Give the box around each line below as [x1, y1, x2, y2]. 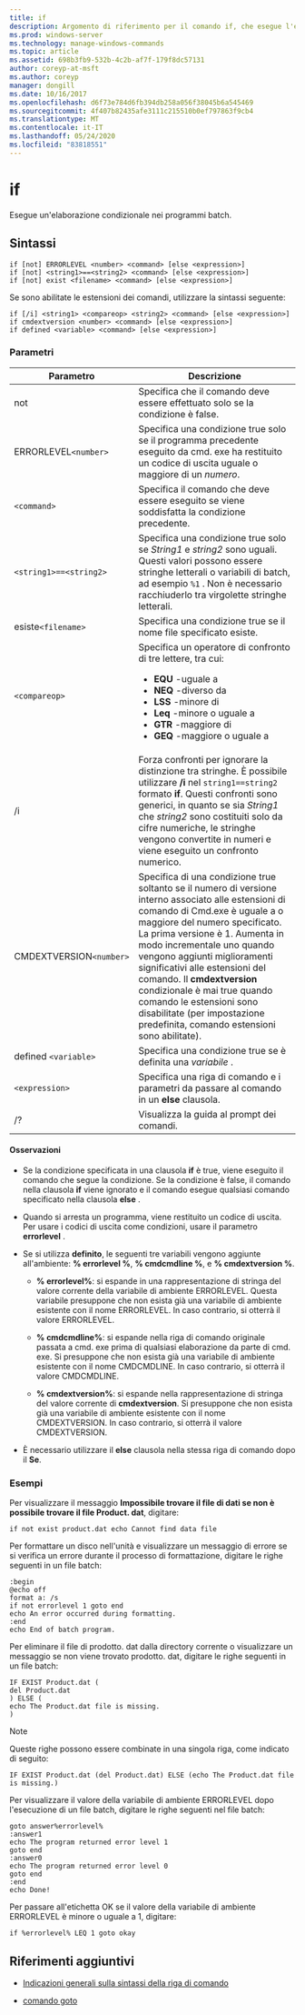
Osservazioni [9, 1145, 62, 1156]
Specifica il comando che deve [138, 483, 270, 496]
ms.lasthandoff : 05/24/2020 [9, 132, 116, 141]
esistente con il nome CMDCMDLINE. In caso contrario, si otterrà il [35, 1361, 286, 1371]
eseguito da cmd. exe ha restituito [138, 445, 283, 457]
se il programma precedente [138, 434, 259, 446]
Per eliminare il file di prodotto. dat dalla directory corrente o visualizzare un [9, 1641, 293, 1652]
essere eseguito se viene [138, 494, 245, 506]
